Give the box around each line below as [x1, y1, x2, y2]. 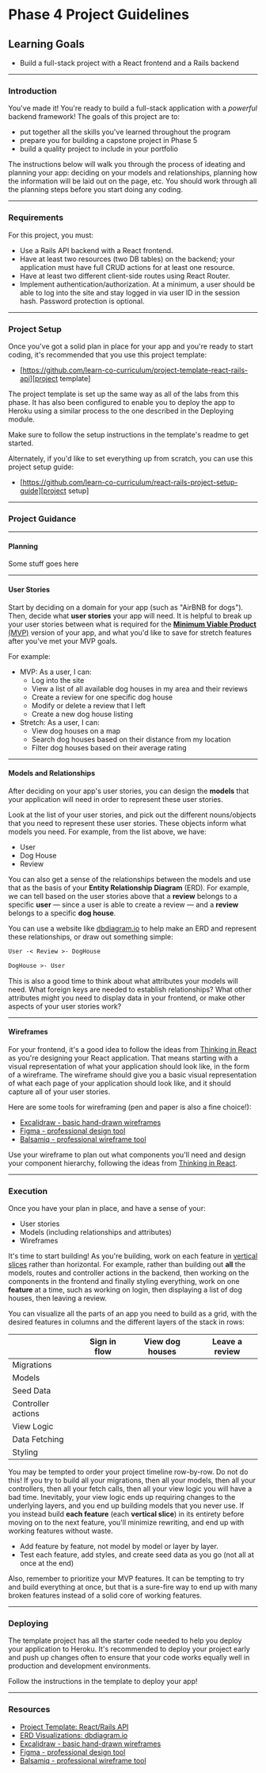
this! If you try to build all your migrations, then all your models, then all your [8, 1475, 256, 1486]
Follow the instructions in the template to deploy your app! [8, 1677, 198, 1686]
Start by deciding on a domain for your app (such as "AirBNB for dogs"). [8, 602, 244, 612]
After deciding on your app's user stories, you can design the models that [8, 786, 249, 796]
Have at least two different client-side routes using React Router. [19, 271, 231, 280]
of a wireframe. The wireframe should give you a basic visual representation [8, 1070, 257, 1079]
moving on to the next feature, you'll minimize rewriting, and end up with [8, 1518, 245, 1528]
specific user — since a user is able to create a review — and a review [8, 900, 239, 909]
